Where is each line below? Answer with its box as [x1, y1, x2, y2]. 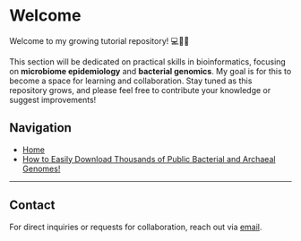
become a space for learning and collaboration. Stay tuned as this [9, 75, 253, 86]
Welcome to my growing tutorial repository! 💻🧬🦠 [9, 35, 190, 46]
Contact [9, 198, 56, 213]
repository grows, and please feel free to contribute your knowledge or [9, 84, 271, 95]
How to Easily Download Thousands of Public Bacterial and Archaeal [21, 153, 276, 164]
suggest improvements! [9, 94, 97, 105]
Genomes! [21, 163, 61, 174]
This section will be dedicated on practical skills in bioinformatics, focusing [9, 56, 287, 67]
